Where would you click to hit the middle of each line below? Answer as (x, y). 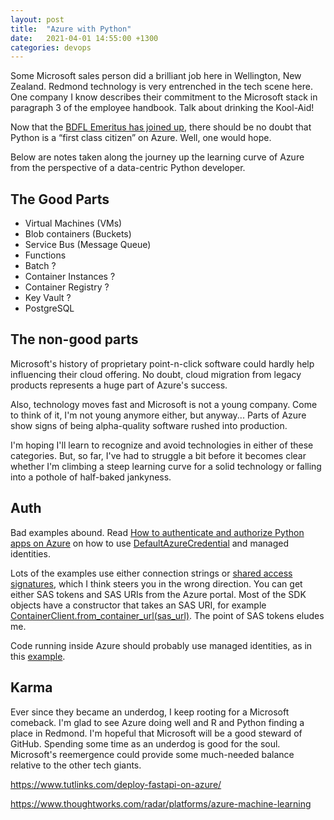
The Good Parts (60, 199)
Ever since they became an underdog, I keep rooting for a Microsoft (150, 712)
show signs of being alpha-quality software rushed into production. (149, 425)
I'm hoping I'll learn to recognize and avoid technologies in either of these (162, 445)
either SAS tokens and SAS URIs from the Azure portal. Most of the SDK (158, 594)
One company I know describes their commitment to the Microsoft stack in (164, 97)
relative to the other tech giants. (76, 765)
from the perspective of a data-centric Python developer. (128, 168)
